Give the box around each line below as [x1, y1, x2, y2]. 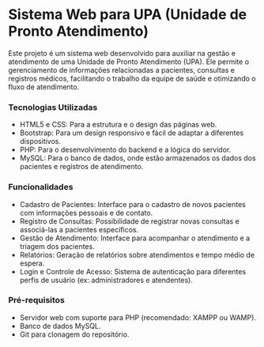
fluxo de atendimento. [8, 81, 80, 92]
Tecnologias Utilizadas [8, 101, 98, 112]
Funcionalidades [8, 182, 74, 193]
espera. [19, 258, 45, 268]
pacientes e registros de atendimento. [19, 162, 144, 172]
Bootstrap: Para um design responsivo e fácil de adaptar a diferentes [19, 128, 244, 138]
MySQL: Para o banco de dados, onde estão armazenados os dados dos [19, 153, 256, 163]
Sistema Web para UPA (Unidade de [8, 6, 247, 24]
